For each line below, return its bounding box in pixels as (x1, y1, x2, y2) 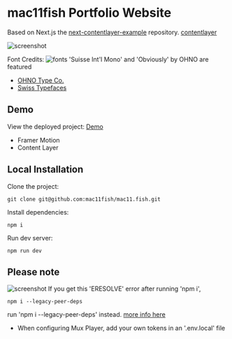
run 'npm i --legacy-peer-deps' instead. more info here (7, 310, 166, 319)
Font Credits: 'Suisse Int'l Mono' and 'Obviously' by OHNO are (7, 55, 209, 64)
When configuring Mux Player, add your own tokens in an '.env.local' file (17, 324, 226, 333)
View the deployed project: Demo (7, 122, 103, 131)
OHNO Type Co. (17, 75, 64, 85)
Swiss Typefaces (17, 83, 67, 92)
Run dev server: (7, 233, 53, 242)
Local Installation (7, 164, 84, 175)
